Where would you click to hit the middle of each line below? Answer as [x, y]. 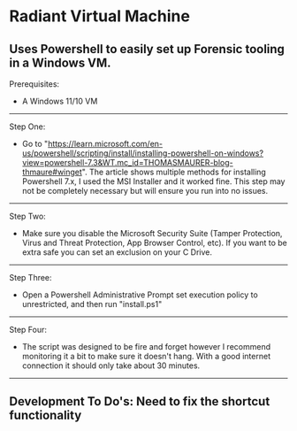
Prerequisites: [34, 84]
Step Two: [27, 216]
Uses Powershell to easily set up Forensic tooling [147, 49]
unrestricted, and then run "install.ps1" [92, 304]
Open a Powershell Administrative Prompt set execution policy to [140, 295]
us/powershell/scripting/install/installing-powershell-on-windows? [142, 153]
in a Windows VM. [61, 62]
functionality [46, 416]
